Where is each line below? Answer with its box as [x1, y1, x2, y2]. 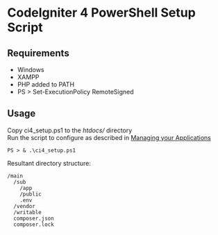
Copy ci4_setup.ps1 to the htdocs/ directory [7, 126, 133, 134]
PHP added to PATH [17, 80, 75, 88]
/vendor [13, 202, 36, 209]
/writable [13, 209, 42, 216]
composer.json [13, 215, 54, 222]
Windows [17, 66, 44, 73]
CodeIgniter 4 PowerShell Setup [7, 5, 196, 21]
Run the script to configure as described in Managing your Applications [7, 133, 212, 141]
